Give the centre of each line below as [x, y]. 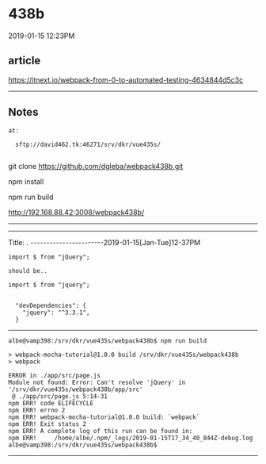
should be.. [28, 270]
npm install [26, 181]
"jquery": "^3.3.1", [56, 313]
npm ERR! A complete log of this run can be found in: [101, 431]
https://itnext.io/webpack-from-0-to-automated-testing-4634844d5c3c [126, 79]
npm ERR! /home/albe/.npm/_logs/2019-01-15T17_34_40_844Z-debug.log [131, 438]
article [25, 61]
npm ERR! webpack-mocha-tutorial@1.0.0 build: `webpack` [104, 417]
